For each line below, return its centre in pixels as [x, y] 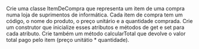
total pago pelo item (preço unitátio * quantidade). [68, 40]
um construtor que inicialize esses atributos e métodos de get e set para [95, 27]
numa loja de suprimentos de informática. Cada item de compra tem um [95, 15]
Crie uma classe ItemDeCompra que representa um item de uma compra [96, 9]
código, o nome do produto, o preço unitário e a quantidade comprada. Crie [99, 21]
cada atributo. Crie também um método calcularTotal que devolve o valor [96, 34]
